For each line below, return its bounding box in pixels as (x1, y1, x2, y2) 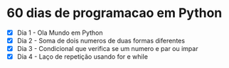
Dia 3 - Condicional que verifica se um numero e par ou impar (16, 45, 198, 53)
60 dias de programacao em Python (6, 5, 223, 21)
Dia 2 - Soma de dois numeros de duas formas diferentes (16, 37, 186, 45)
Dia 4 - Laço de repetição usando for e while (16, 52, 149, 61)
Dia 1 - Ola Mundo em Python (16, 28, 103, 37)
